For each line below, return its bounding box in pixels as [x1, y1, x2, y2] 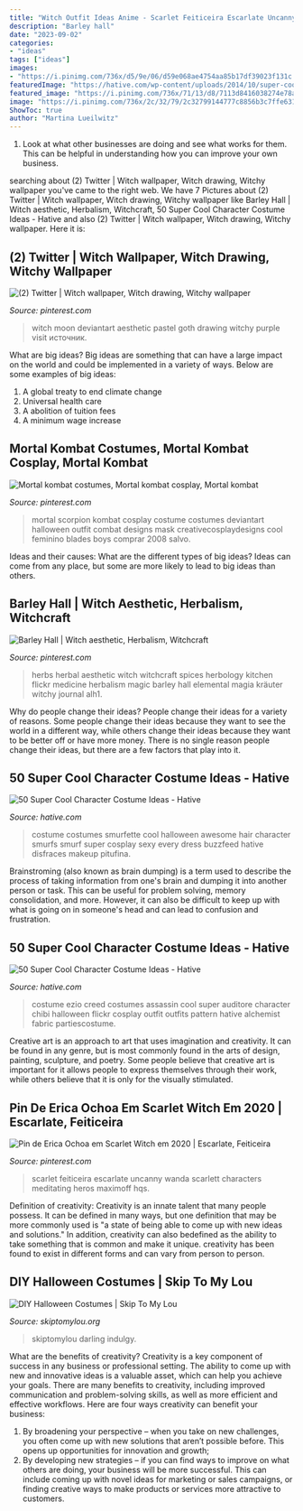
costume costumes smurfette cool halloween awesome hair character [31, 830, 291, 840]
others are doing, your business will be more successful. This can [22, 1464, 268, 1475]
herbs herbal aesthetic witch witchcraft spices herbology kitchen [31, 669, 273, 680]
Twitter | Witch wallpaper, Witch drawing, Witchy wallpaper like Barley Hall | [9, 195, 291, 206]
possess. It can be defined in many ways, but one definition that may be [9, 1210, 277, 1220]
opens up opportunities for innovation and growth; [22, 1445, 210, 1456]
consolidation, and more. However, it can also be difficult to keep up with [9, 895, 280, 905]
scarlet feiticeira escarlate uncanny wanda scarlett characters [31, 1173, 262, 1183]
